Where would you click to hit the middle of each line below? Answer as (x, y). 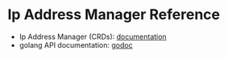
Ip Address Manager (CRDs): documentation (93, 37)
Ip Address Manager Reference (114, 15)
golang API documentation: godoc (76, 44)
